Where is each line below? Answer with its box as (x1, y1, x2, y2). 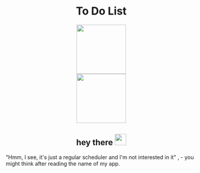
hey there (76, 137, 113, 148)
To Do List (76, 4, 127, 18)
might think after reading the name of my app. (5, 160, 121, 167)
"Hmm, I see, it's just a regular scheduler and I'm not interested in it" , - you (5, 153, 195, 161)
